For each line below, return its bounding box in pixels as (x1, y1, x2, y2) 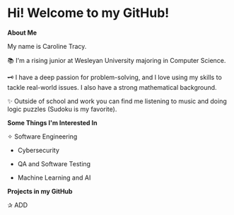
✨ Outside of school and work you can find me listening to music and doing (7, 97, 228, 105)
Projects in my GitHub (7, 187, 73, 195)
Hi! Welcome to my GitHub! (7, 5, 170, 21)
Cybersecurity (17, 146, 60, 154)
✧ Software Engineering (7, 132, 78, 141)
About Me (7, 28, 37, 37)
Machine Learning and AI (17, 173, 91, 182)
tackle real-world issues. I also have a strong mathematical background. (7, 83, 217, 91)
